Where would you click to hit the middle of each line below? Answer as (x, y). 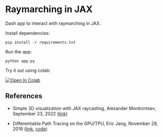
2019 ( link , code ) (30, 129)
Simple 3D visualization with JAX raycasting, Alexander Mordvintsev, (84, 108)
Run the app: (18, 52)
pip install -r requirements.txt (40, 42)
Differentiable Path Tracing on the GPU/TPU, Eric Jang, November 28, (85, 123)
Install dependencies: (28, 33)
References (24, 96)
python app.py (20, 61)
